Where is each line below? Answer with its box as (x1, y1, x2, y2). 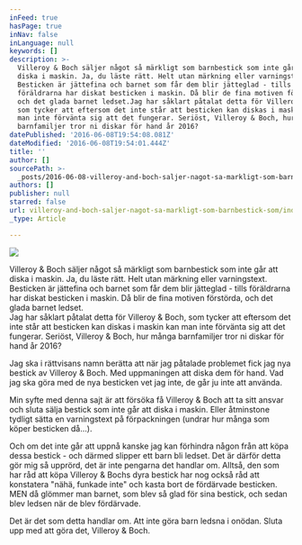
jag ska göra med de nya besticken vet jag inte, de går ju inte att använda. (9, 377, 283, 387)
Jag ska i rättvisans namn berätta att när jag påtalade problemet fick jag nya (9, 358, 291, 368)
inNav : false (9, 30, 58, 39)
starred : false (9, 197, 67, 207)
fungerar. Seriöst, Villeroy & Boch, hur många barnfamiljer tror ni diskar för (9, 331, 285, 341)
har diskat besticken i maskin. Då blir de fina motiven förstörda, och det (9, 292, 274, 303)
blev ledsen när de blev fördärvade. (9, 497, 141, 509)
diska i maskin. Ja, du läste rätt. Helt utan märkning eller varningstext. (9, 273, 268, 284)
